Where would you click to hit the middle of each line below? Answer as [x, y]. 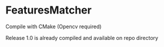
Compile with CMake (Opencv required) [53, 26]
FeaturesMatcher [48, 10]
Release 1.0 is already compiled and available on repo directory [82, 38]
